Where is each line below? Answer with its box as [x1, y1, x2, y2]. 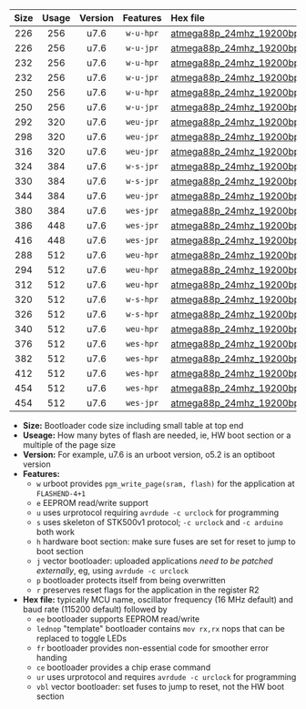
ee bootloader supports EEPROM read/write [36, 613, 200, 624]
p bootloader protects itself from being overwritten [36, 575, 226, 585]
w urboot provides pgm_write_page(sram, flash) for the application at [36, 478, 295, 489]
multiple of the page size [22, 440, 117, 450]
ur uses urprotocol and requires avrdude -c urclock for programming [36, 672, 297, 682]
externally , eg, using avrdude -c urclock [36, 565, 189, 576]
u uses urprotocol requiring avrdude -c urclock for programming [36, 507, 280, 518]
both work [36, 527, 76, 537]
